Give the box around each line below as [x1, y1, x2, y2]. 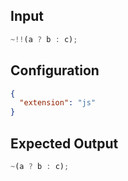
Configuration [10, 62, 100, 79]
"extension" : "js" [19, 98, 97, 108]
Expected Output [10, 135, 119, 152]
